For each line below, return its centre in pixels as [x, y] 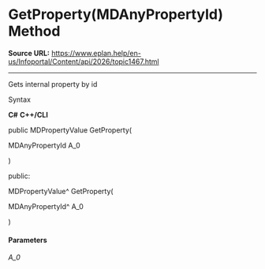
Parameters [28, 240]
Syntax [20, 99]
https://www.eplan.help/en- [96, 53]
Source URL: [29, 53]
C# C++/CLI [28, 114]
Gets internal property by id [53, 84]
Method [34, 31]
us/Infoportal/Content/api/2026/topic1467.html [84, 62]
